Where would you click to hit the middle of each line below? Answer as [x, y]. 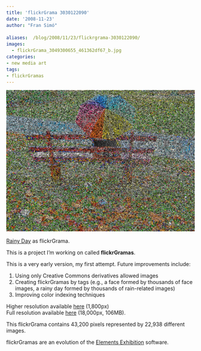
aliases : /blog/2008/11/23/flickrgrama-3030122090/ [73, 38]
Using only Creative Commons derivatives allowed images [86, 276]
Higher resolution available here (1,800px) [58, 306]
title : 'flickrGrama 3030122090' [48, 13]
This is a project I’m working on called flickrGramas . [71, 253]
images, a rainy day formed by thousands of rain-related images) [95, 289]
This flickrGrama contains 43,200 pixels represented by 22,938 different [96, 324]
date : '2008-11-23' [31, 19]
